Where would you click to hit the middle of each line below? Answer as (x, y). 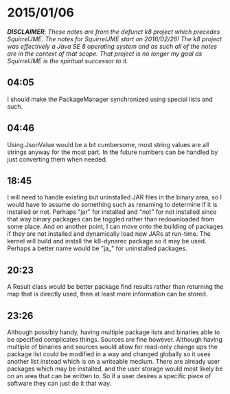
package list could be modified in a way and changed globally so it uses (109, 354)
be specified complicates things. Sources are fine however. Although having (115, 339)
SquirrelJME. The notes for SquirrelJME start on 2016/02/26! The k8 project (114, 39)
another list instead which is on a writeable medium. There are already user (114, 361)
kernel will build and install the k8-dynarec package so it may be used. (107, 241)
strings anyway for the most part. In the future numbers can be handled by (113, 152)
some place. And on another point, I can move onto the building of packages (115, 227)
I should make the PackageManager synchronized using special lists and (110, 99)
